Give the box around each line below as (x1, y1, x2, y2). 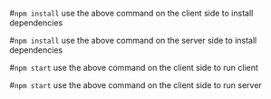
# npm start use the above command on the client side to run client (9, 63, 258, 73)
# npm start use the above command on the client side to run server (9, 80, 263, 90)
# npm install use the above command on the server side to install (9, 35, 257, 45)
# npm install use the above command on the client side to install (9, 8, 254, 18)
